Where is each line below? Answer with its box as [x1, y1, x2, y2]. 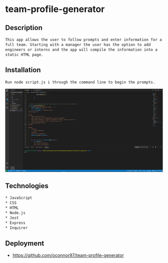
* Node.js [5, 210, 26, 215]
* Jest [5, 215, 19, 220]
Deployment [5, 239, 44, 247]
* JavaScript [5, 195, 32, 200]
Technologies [5, 181, 49, 190]
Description [5, 23, 42, 32]
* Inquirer [5, 225, 28, 230]
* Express [5, 220, 26, 225]
